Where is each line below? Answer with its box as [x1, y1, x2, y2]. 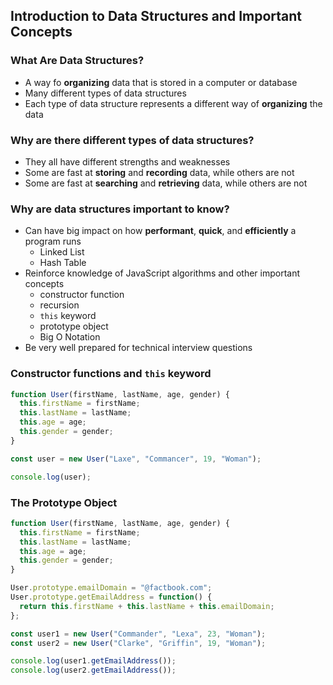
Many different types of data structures [24, 87, 187, 99]
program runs [24, 235, 82, 248]
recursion [39, 299, 80, 311]
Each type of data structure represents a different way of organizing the [24, 97, 323, 109]
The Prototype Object [10, 495, 118, 509]
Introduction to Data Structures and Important [10, 8, 303, 25]
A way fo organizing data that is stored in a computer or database [24, 76, 298, 88]
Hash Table [39, 257, 87, 269]
